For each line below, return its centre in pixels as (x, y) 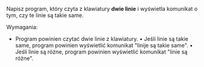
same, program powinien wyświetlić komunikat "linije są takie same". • (104, 45)
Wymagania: (22, 27)
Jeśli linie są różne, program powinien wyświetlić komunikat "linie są (101, 52)
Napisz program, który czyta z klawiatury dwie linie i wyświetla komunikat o (102, 9)
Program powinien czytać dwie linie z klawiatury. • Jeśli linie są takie (102, 39)
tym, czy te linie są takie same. (45, 15)
